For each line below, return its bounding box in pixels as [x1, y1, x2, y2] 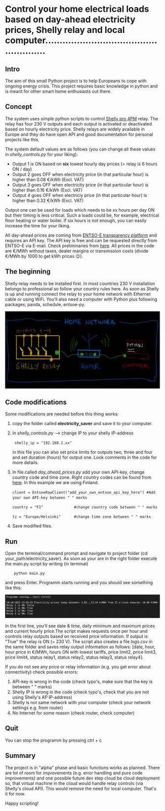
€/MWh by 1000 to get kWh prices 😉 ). [5, 253, 83, 259]
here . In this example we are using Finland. [12, 480, 99, 486]
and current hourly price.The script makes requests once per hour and [5, 628, 148, 634]
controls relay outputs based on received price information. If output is [5, 633, 148, 639]
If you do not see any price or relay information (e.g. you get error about [5, 664, 151, 670]
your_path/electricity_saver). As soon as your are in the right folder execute [5, 556, 157, 561]
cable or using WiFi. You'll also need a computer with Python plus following [5, 296, 158, 302]
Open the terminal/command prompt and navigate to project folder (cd [5, 550, 148, 557]
